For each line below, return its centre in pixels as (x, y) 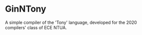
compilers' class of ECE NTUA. (36, 27)
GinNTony (26, 9)
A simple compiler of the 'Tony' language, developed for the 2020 (71, 22)
